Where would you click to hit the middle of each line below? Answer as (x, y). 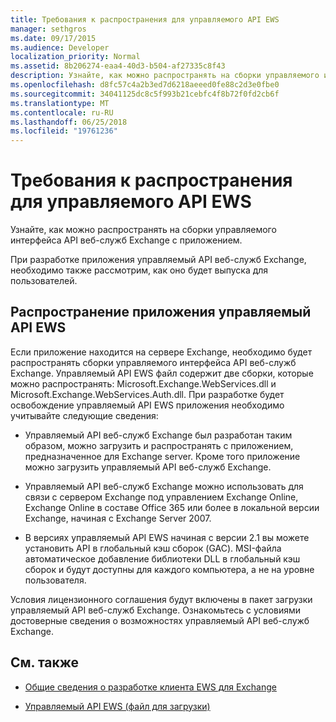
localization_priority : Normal (75, 57)
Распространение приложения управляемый (161, 312)
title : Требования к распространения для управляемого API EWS (145, 19)
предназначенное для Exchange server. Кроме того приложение (162, 456)
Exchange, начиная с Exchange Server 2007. (118, 518)
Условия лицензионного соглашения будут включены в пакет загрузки (161, 599)
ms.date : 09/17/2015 (53, 38)
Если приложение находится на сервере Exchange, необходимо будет (161, 352)
